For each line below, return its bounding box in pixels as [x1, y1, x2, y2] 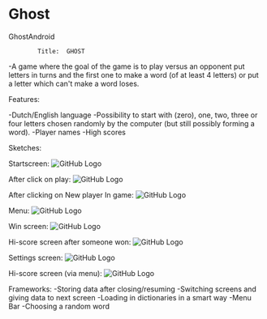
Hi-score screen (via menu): [8, 268, 103, 278]
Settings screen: [8, 253, 63, 262]
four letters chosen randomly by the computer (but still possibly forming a [8, 118, 256, 128]
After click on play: [8, 174, 71, 184]
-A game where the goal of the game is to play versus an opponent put [8, 62, 245, 71]
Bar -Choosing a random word [8, 301, 110, 311]
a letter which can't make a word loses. [8, 79, 140, 88]
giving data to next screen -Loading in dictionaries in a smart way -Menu [8, 292, 252, 302]
